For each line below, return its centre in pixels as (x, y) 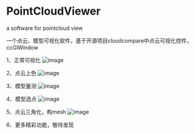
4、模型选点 (22, 99)
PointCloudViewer (54, 11)
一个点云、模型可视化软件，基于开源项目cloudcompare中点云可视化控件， (99, 40)
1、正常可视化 (23, 60)
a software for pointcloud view (45, 28)
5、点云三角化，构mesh (36, 111)
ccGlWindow (22, 48)
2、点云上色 (21, 73)
